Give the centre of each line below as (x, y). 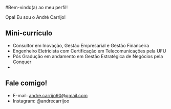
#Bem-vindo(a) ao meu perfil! (37, 7)
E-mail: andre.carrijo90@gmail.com (50, 95)
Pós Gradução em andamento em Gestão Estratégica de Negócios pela (88, 56)
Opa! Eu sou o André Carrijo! (36, 17)
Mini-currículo (29, 33)
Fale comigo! (26, 83)
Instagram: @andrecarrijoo (41, 101)
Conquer (22, 62)
